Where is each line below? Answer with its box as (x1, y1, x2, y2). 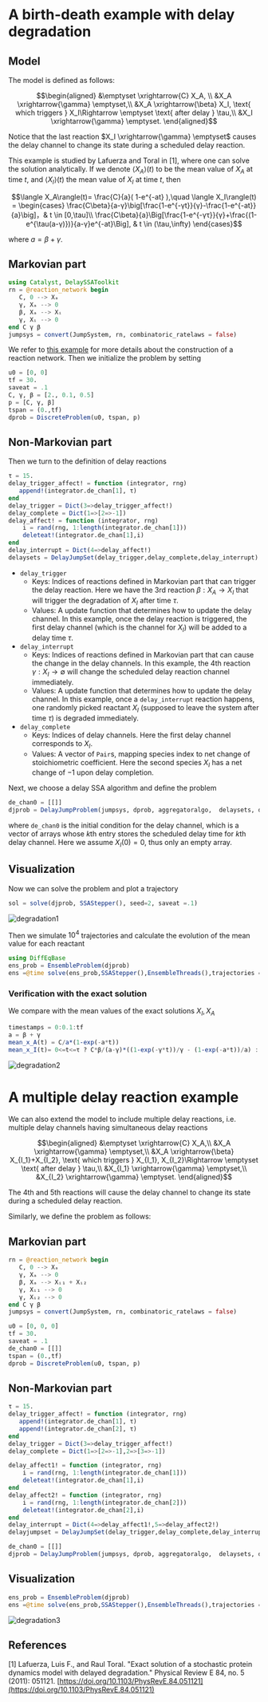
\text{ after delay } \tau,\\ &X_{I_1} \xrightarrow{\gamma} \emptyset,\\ (21, 1163, 247, 1174)
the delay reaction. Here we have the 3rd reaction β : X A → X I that (31, 585, 249, 596)
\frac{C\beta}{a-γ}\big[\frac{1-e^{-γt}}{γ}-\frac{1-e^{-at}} (66, 200, 257, 210)
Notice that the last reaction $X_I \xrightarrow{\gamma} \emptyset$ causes (8, 132, 257, 141)
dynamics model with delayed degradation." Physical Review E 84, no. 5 (8, 1668, 245, 1677)
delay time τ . (31, 633, 74, 643)
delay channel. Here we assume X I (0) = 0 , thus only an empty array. (8, 838, 233, 849)
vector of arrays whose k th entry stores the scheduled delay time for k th (8, 829, 246, 839)
